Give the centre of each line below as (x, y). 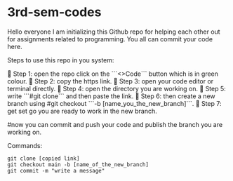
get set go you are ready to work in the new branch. (82, 111)
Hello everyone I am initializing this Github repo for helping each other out (114, 32)
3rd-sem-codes (54, 12)
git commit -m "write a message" (56, 170)
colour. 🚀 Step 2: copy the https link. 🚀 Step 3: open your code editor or (111, 81)
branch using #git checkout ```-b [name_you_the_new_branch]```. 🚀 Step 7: (114, 103)
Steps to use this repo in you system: (61, 60)
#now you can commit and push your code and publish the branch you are (115, 124)
